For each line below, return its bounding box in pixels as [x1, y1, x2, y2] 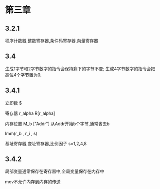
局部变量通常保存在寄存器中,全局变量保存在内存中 [5, 168, 105, 174]
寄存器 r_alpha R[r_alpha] [5, 110, 55, 116]
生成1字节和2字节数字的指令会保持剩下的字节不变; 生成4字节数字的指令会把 [5, 65, 156, 71]
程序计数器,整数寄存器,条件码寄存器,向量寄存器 [5, 38, 99, 43]
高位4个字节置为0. [5, 72, 42, 78]
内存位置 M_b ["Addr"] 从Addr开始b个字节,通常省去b [5, 121, 110, 126]
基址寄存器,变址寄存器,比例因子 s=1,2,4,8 [5, 140, 87, 147]
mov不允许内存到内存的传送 [5, 179, 61, 185]
